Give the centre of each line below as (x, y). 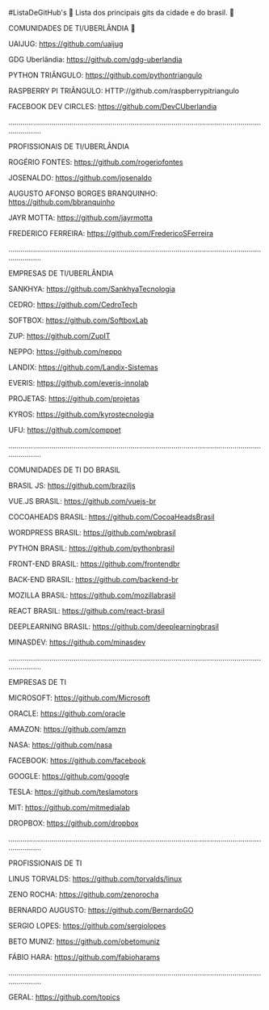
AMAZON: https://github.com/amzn (67, 729)
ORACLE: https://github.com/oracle (67, 713)
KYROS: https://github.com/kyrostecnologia (81, 414)
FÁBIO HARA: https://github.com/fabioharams (84, 957)
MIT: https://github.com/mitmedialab (69, 807)
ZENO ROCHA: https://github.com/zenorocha (84, 894)
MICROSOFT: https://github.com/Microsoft (80, 698)
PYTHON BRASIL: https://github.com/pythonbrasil (92, 548)
